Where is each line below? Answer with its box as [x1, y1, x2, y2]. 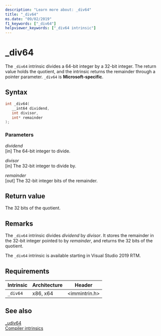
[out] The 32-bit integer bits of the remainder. [5, 178, 98, 184]
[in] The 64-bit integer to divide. [5, 148, 71, 154]
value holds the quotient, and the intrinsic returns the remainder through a [5, 69, 156, 75]
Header [75, 282, 93, 288]
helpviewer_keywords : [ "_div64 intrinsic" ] [5, 26, 96, 31]
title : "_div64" [5, 12, 39, 17]
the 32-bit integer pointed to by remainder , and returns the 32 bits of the [5, 238, 153, 244]
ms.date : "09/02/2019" [5, 16, 52, 21]
